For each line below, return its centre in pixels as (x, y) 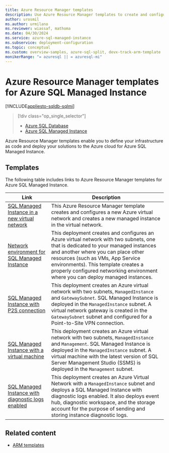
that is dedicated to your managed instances (104, 246)
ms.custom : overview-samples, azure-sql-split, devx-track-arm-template (83, 52)
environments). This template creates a (97, 265)
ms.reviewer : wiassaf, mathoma (38, 29)
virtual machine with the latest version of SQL (105, 357)
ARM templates (28, 445)
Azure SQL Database (47, 126)
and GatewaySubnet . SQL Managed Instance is (105, 298)
